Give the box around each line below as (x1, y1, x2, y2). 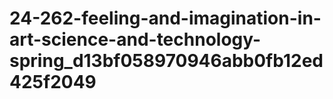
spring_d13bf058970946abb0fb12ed (9, 50, 324, 72)
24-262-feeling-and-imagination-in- (9, 7, 322, 30)
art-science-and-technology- (9, 28, 262, 51)
